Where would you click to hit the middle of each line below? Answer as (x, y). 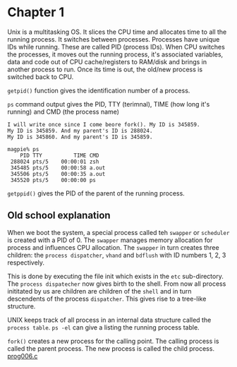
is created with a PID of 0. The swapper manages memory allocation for (110, 240)
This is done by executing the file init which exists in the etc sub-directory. (115, 276)
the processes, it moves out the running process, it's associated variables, (115, 54)
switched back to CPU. (41, 77)
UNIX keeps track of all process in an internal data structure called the (109, 320)
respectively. (26, 263)
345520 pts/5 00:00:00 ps (53, 180)
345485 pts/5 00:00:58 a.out (58, 168)
